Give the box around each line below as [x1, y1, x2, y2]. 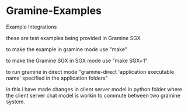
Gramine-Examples [6, 4, 102, 17]
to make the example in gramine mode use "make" [6, 45, 127, 53]
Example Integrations [6, 23, 57, 30]
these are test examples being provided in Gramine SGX [6, 34, 141, 41]
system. [6, 98, 25, 105]
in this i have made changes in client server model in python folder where [6, 85, 183, 92]
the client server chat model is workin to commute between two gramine [6, 92, 181, 99]
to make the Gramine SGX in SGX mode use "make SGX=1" [6, 57, 148, 64]
